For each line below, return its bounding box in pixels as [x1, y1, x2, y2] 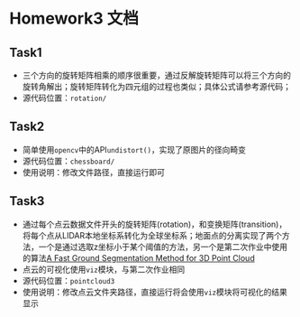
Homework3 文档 [9, 8, 140, 29]
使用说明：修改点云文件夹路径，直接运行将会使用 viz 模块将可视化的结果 [22, 286, 288, 297]
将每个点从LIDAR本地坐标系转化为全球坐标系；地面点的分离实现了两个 [22, 229, 282, 240]
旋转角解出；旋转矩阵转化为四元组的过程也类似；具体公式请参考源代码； [22, 81, 291, 91]
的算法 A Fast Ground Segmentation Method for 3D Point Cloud [22, 252, 255, 263]
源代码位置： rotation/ [22, 92, 107, 103]
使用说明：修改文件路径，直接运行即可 [22, 166, 165, 177]
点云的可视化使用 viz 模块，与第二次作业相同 [22, 264, 186, 275]
